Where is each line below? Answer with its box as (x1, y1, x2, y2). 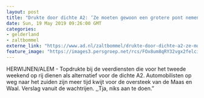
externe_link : (6, 43, 42, 49)
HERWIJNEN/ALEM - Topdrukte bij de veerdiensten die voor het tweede (6, 65, 186, 72)
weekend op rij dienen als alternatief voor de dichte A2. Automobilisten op (6, 71, 192, 79)
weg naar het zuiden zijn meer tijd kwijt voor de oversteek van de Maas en (6, 78, 192, 85)
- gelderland (6, 32, 39, 38)
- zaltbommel (6, 37, 39, 43)
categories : (6, 26, 36, 32)
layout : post (6, 9, 39, 15)
